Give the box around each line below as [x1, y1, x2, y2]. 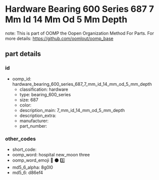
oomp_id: [12, 75, 32, 82]
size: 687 [19, 97, 38, 103]
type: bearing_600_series [19, 91, 71, 97]
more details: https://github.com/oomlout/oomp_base [5, 36, 114, 41]
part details [5, 50, 41, 58]
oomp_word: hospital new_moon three [12, 151, 90, 157]
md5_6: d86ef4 [12, 169, 43, 176]
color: [19, 102, 32, 108]
